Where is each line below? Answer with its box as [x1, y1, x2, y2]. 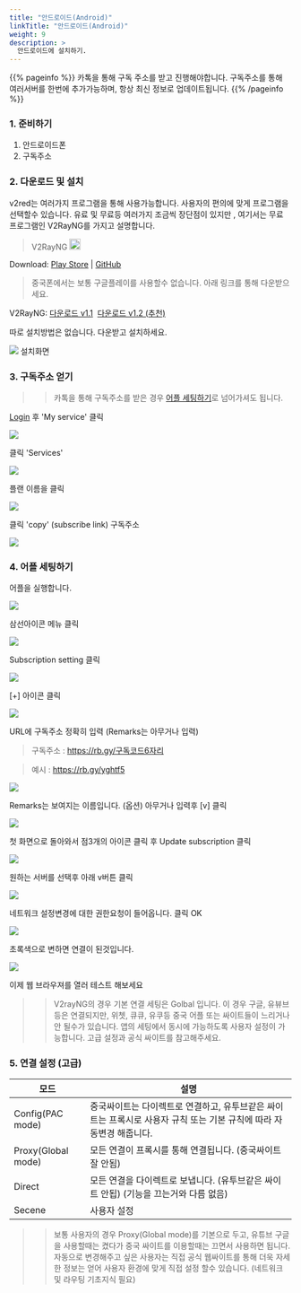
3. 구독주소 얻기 [9, 370, 73, 382]
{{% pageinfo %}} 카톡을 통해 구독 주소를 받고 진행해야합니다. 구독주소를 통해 [9, 73, 283, 83]
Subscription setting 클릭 [9, 654, 100, 665]
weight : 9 [9, 30, 47, 39]
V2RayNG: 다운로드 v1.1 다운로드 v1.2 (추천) [9, 307, 166, 319]
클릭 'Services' [9, 448, 64, 459]
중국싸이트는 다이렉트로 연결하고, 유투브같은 [90, 1100, 265, 1113]
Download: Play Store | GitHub [9, 258, 122, 269]
